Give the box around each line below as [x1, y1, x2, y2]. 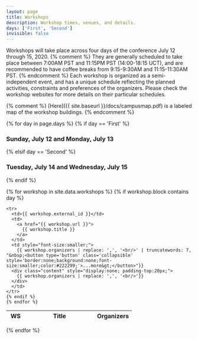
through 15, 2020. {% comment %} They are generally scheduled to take [6, 53, 183, 60]
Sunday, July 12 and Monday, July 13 [6, 135, 114, 143]
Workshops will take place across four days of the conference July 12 [6, 47, 176, 54]
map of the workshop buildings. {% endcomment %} [6, 109, 135, 116]
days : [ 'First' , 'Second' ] [6, 25, 73, 31]
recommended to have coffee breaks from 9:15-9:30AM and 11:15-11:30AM [6, 66, 188, 73]
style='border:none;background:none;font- [6, 257, 112, 263]
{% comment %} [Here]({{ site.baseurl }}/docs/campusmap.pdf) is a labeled [6, 102, 192, 109]
